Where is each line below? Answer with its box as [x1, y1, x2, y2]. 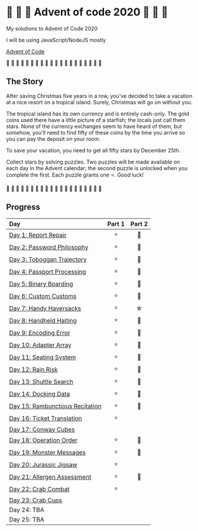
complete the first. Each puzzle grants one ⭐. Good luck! [6, 171, 144, 178]
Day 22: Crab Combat [9, 485, 70, 494]
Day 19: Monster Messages [9, 449, 86, 457]
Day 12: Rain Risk [9, 366, 58, 374]
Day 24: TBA [9, 506, 44, 514]
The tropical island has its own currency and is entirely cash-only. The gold [6, 110, 189, 117]
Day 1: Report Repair [9, 231, 67, 239]
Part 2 [130, 219, 148, 228]
